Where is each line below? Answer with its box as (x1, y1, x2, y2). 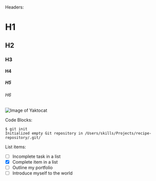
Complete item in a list (12, 159, 58, 165)
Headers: (5, 4, 24, 10)
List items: (5, 143, 26, 150)
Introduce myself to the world (12, 170, 73, 176)
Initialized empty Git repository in (5, 131, 83, 136)
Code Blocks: (5, 117, 33, 123)
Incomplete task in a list (12, 153, 61, 159)
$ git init (5, 126, 28, 132)
